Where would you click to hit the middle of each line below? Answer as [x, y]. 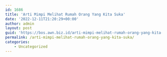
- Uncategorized [31, 47]
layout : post [19, 28]
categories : [17, 42]
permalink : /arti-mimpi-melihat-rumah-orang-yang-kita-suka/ [70, 38]
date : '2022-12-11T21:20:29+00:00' [42, 19]
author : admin [20, 24]
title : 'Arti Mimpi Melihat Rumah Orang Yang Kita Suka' [65, 14]
